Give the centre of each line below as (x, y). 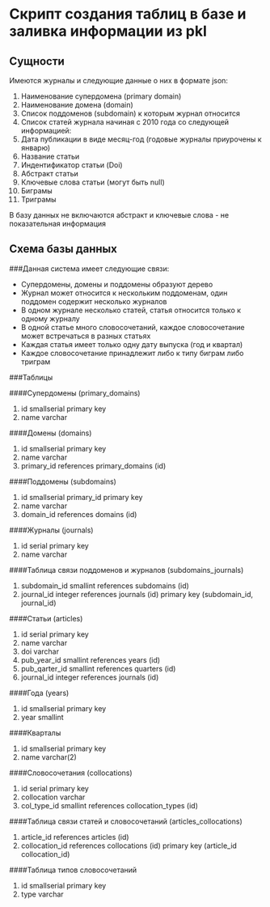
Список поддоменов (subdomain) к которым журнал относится (131, 113)
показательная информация (58, 224)
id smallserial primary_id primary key (82, 497)
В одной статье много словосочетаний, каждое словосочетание (133, 327)
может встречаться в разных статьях (86, 336)
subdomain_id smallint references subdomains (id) (105, 585)
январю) (36, 148)
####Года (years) (39, 693)
